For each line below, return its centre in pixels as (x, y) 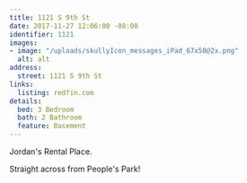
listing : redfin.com (56, 92)
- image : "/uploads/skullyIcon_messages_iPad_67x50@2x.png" (124, 51)
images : (24, 43)
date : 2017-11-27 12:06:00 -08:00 (74, 26)
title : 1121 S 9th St (50, 17)
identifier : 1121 (42, 34)
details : (26, 101)
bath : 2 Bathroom (50, 118)
